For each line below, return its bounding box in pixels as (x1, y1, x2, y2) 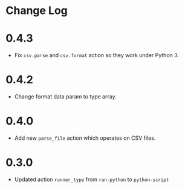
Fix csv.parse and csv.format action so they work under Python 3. (14, 52, 180, 59)
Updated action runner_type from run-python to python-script (14, 176, 169, 183)
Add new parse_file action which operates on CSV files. (14, 134, 156, 142)
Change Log (5, 4, 68, 18)
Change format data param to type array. (14, 93, 117, 100)
